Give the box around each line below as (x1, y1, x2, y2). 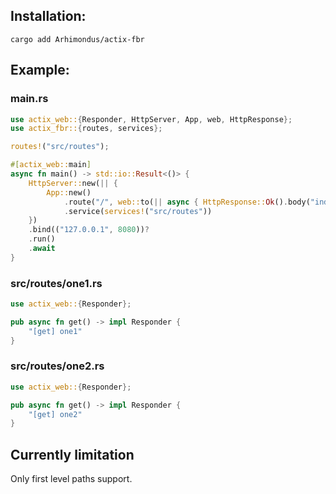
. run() (28, 234, 56, 244)
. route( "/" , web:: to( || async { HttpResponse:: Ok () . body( (63, 197, 311, 207)
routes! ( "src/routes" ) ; (10, 142, 110, 152)
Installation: (10, 8, 87, 25)
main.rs (10, 92, 49, 106)
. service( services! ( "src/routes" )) (63, 206, 213, 216)
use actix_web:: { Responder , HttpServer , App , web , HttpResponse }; (10, 114, 293, 124)
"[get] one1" (28, 326, 83, 336)
